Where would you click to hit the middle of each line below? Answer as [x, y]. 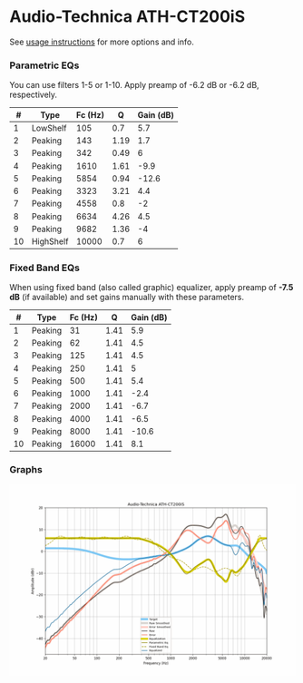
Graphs [26, 470]
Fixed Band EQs [44, 268]
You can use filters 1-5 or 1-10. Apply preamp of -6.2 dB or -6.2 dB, [135, 85]
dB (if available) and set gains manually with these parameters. [127, 298]
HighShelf [50, 241]
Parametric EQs [44, 65]
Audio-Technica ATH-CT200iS [127, 17]
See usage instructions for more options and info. [102, 42]
